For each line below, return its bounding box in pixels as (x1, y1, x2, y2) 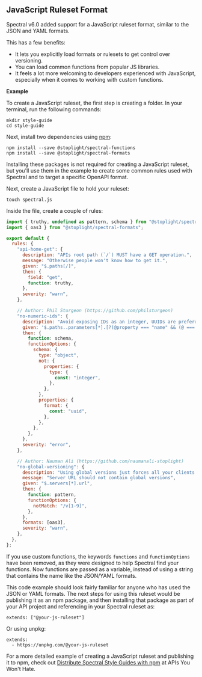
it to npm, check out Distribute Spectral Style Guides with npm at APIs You (6, 658, 191, 666)
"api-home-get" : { (17, 247, 63, 253)
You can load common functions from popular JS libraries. (14, 63, 160, 70)
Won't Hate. (6, 665, 36, 672)
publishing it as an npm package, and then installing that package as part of (6, 596, 194, 604)
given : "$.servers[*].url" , (22, 480, 93, 486)
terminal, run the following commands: (6, 105, 102, 113)
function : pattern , (28, 492, 77, 498)
